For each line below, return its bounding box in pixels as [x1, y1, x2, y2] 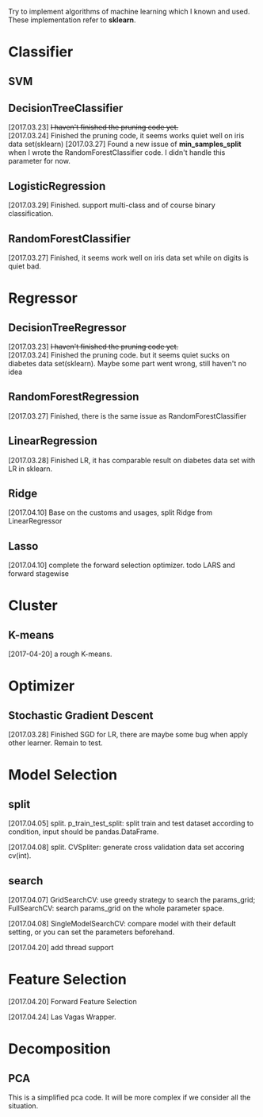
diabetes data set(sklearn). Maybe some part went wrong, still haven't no [8, 359, 247, 369]
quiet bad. [8, 261, 42, 271]
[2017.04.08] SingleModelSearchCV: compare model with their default [8, 919, 236, 929]
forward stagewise [8, 569, 70, 578]
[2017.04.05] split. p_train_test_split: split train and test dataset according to [8, 818, 254, 829]
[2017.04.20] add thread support [8, 943, 114, 953]
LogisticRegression [8, 179, 106, 193]
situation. [8, 1101, 39, 1111]
